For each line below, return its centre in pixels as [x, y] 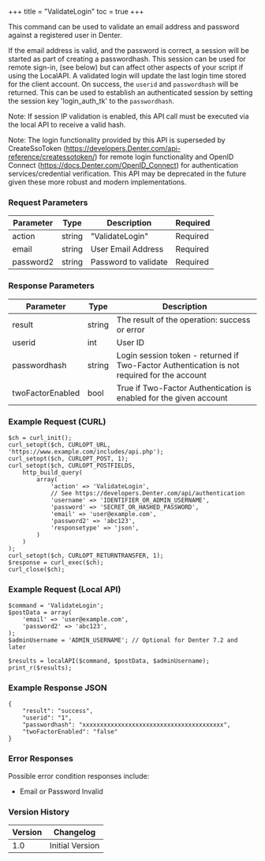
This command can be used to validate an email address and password [124, 27]
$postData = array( [40, 613]
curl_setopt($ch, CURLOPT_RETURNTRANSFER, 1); [86, 556]
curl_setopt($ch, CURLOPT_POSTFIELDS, [72, 465]
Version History [39, 812]
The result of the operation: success [183, 320]
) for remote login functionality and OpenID [164, 157]
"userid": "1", [47, 718]
